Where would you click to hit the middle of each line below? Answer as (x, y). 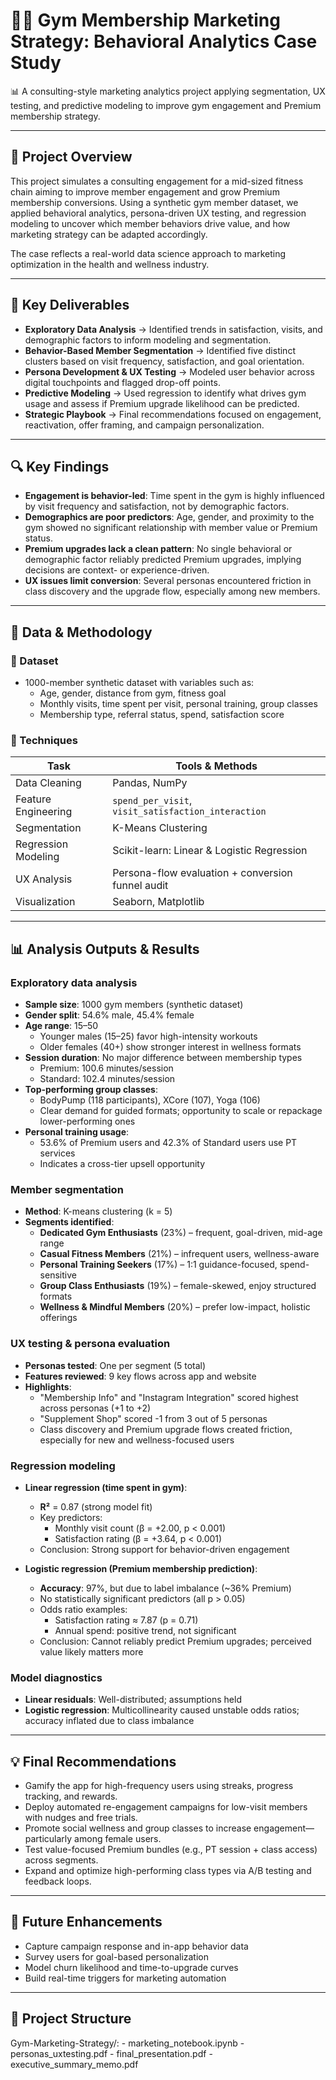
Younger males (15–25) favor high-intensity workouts (148, 1036)
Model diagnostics (56, 1677)
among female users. (118, 1839)
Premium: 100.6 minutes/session (106, 1068)
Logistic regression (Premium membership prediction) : (141, 1568)
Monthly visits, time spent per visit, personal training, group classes (178, 704)
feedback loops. (58, 1881)
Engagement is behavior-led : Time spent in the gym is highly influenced (174, 496)
